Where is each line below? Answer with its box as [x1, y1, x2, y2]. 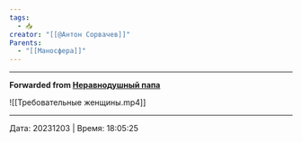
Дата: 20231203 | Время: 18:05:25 [9, 123, 139, 134]
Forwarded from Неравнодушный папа [9, 80, 161, 91]
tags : [9, 13, 30, 22]
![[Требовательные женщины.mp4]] [9, 97, 147, 108]
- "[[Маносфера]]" [17, 47, 87, 56]
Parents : [9, 38, 42, 48]
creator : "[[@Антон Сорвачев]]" [9, 30, 130, 39]
